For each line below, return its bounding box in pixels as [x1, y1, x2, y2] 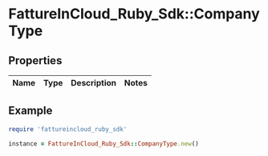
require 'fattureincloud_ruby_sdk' [8, 125, 128, 133]
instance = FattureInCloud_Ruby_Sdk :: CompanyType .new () [8, 139, 199, 148]
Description [71, 78, 116, 88]
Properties [8, 54, 63, 67]
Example [8, 104, 53, 118]
